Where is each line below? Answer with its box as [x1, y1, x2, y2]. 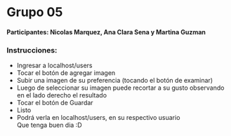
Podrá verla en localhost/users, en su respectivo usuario [16, 114, 180, 122]
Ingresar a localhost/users [16, 61, 93, 70]
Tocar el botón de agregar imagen [16, 69, 116, 77]
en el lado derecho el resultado [16, 91, 107, 100]
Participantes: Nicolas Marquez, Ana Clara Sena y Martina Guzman [6, 27, 206, 36]
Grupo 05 [6, 4, 63, 20]
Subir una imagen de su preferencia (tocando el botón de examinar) [16, 76, 213, 85]
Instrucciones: [6, 45, 58, 55]
